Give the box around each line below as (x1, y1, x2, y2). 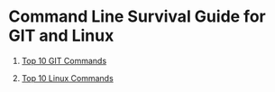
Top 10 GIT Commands (21, 55, 107, 66)
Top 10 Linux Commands (21, 72, 114, 83)
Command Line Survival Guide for (8, 6, 267, 27)
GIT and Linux (8, 25, 115, 46)
